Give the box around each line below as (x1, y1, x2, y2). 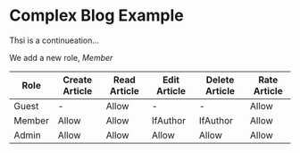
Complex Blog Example (9, 5, 185, 26)
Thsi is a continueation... (9, 35, 100, 46)
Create (62, 73, 93, 86)
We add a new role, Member (9, 52, 113, 63)
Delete (205, 73, 235, 86)
